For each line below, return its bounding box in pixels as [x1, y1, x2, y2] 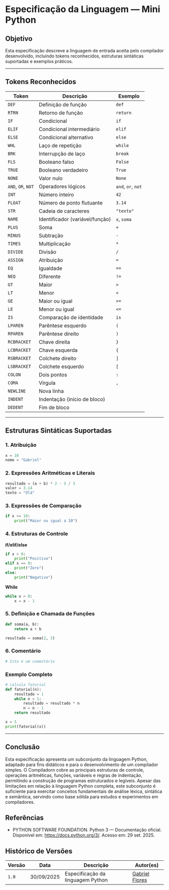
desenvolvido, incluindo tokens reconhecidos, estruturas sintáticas [5, 53, 144, 59]
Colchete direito [38, 355, 76, 362]
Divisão [38, 248, 56, 255]
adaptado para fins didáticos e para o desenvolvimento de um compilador [5, 762, 158, 768]
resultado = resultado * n [23, 701, 80, 706]
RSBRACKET [8, 355, 31, 361]
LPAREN [8, 322, 24, 328]
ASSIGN [8, 257, 24, 263]
